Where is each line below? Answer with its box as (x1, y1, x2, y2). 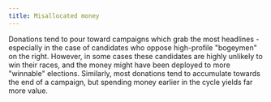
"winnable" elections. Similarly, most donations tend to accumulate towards (8, 68, 261, 78)
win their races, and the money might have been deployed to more (8, 60, 231, 70)
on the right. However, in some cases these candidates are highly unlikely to (8, 51, 264, 61)
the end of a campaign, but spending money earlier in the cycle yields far (8, 77, 253, 87)
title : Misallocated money (8, 11, 100, 20)
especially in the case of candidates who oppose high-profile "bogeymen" (8, 42, 257, 53)
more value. (8, 86, 49, 96)
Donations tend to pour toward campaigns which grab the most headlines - (8, 34, 260, 44)
